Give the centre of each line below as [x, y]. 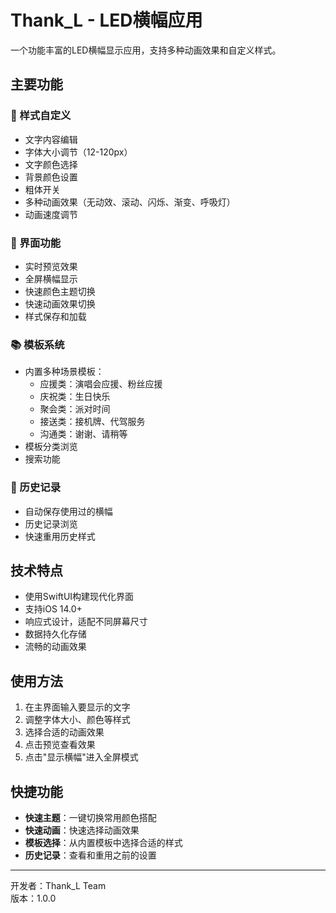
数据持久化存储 [55, 634]
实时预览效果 [51, 266]
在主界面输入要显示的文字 [77, 707]
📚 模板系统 [37, 344]
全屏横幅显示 [51, 278]
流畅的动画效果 [55, 647]
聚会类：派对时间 [75, 409]
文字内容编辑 [51, 139]
